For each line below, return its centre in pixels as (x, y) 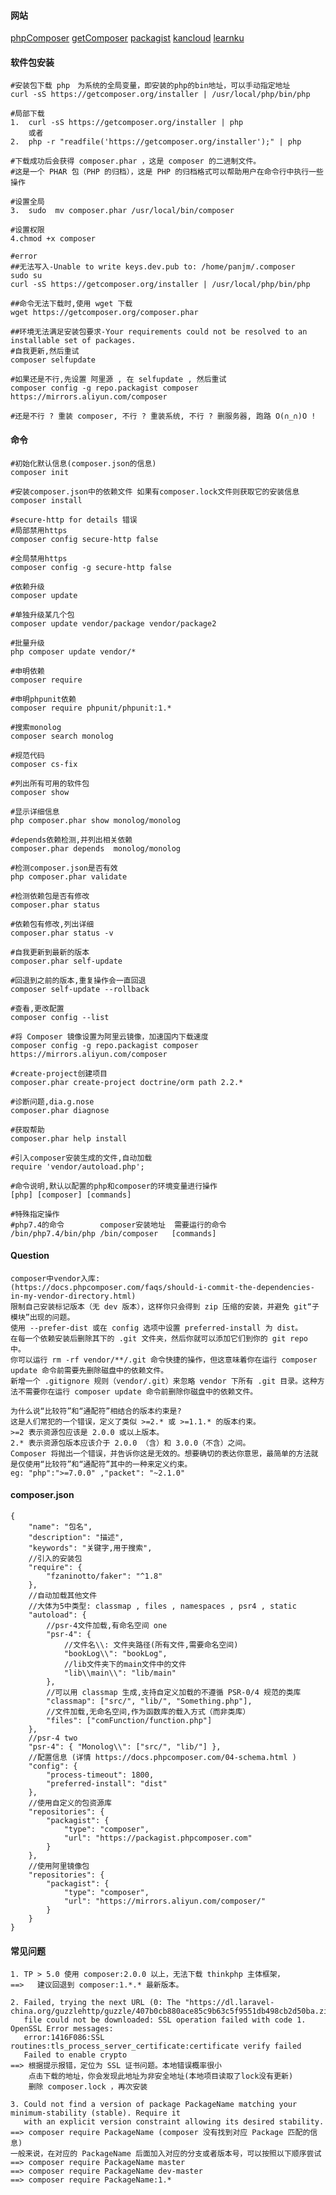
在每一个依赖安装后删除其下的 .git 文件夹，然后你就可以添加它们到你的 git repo (159, 1338)
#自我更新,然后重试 (45, 351)
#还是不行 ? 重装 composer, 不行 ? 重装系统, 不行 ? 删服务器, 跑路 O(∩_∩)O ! (163, 416)
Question (30, 1256)
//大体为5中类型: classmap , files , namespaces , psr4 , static (162, 1606)
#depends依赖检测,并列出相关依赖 (71, 840)
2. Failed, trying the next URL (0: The (96, 2003)
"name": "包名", (60, 1527)
